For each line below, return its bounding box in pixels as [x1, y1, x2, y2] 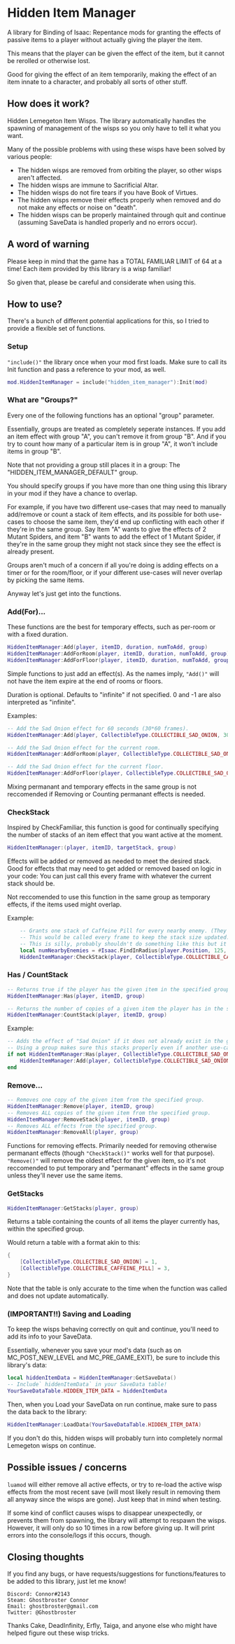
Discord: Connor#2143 [7, 1591, 71, 1598]
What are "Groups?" [7, 395, 78, 405]
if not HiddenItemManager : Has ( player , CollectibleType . [7, 1051, 173, 1058]
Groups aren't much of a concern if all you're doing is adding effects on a [7, 560, 219, 569]
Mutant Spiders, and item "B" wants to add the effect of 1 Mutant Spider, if [7, 532, 221, 541]
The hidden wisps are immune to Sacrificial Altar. [17, 181, 159, 189]
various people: [7, 152, 52, 160]
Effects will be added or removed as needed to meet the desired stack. [7, 857, 211, 866]
